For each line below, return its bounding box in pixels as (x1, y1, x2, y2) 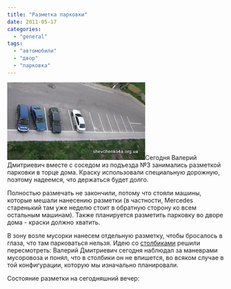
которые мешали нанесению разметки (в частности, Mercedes (7, 196, 194, 204)
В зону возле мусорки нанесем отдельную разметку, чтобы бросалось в (7, 231, 223, 239)
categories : (7, 26, 41, 32)
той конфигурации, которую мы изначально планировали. (7, 261, 179, 269)
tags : (7, 40, 23, 48)
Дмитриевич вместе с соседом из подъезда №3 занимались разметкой (7, 161, 221, 169)
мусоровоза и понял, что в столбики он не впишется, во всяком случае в (7, 253, 224, 261)
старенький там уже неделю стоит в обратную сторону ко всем (7, 203, 197, 212)
